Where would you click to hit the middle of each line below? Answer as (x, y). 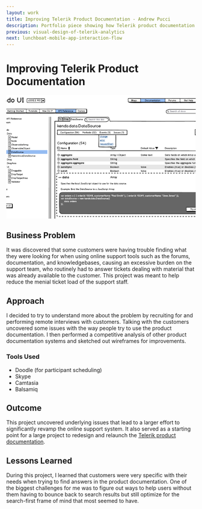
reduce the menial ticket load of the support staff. (68, 282)
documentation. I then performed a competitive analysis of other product (96, 335)
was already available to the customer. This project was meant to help (93, 276)
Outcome (24, 408)
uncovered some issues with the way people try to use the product (89, 328)
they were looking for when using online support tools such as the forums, (98, 256)
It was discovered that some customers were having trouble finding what (96, 250)
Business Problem (41, 236)
